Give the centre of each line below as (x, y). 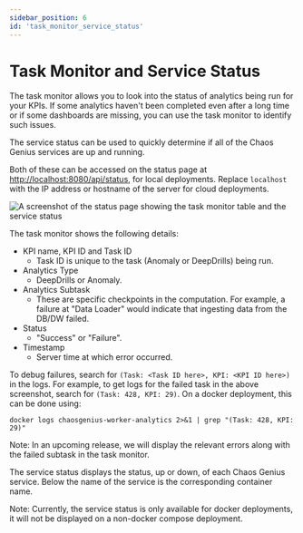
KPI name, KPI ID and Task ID (77, 251)
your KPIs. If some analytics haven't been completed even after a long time (150, 106)
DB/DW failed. (63, 319)
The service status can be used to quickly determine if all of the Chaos (142, 142)
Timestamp (44, 348)
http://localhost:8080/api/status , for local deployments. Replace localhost (148, 179)
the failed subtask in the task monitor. (79, 455)
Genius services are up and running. (77, 152)
